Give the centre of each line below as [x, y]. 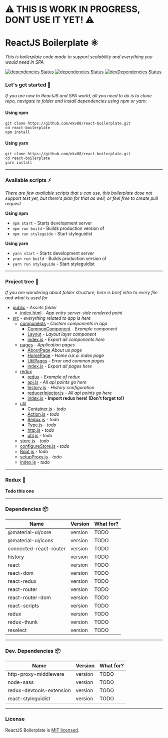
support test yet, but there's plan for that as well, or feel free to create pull [82, 198]
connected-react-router [37, 549]
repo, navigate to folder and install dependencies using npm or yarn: [76, 101]
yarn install [19, 162]
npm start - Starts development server [52, 223]
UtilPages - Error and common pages [66, 361]
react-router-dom [29, 597]
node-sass [21, 682]
